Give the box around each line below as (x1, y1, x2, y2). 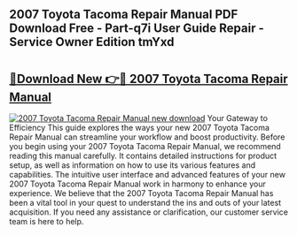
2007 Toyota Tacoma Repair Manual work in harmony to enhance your (9, 178, 266, 189)
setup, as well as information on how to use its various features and (9, 160, 256, 171)
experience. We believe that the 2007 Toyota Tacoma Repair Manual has (9, 188, 274, 198)
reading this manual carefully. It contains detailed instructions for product (9, 150, 277, 161)
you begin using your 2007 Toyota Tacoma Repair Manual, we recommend (9, 141, 281, 151)
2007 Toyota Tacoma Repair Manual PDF (9, 7, 238, 22)
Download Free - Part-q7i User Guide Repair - (9, 21, 264, 36)
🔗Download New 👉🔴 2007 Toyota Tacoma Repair (9, 71, 288, 87)
